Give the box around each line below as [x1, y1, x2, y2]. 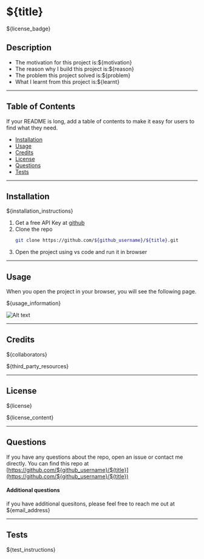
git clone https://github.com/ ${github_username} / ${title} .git [15, 238, 179, 244]
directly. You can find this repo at [6, 459, 89, 467]
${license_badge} [6, 25, 51, 32]
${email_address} [6, 506, 50, 513]
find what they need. [6, 124, 58, 131]
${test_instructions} [6, 546, 56, 553]
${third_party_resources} [6, 362, 69, 369]
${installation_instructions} [6, 207, 73, 214]
